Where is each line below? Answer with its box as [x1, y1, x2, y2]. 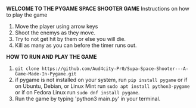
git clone [14, 66, 40, 72]
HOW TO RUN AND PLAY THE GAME [6, 53, 97, 60]
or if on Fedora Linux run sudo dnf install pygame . [14, 89, 140, 96]
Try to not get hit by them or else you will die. [14, 36, 126, 42]
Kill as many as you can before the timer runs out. [14, 42, 137, 49]
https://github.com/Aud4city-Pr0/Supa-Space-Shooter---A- [41, 66, 189, 72]
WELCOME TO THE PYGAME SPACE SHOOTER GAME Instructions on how [6, 5, 189, 12]
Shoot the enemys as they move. [14, 29, 96, 36]
